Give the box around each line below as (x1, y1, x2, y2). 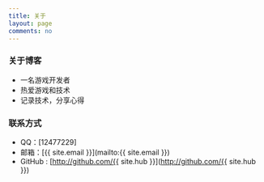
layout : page (8, 19, 53, 28)
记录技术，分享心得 (19, 95, 85, 105)
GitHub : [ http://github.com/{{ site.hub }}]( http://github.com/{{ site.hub (19, 156, 257, 166)
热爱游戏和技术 (19, 85, 70, 95)
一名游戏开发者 (19, 74, 70, 85)
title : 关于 (8, 11, 46, 20)
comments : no (8, 27, 53, 35)
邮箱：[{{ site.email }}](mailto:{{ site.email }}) (19, 147, 170, 157)
